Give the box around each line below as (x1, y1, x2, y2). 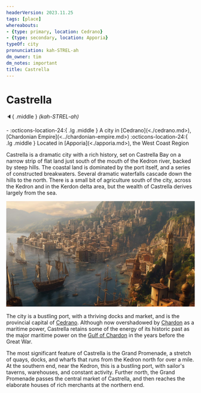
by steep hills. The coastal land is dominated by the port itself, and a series (6, 164, 190, 171)
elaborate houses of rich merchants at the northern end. (6, 382, 145, 389)
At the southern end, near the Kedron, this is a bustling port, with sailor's (6, 362, 185, 370)
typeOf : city (6, 41, 39, 47)
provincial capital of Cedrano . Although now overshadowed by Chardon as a (6, 319, 194, 326)
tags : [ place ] (6, 16, 42, 22)
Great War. (6, 338, 33, 345)
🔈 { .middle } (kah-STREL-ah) (6, 113, 80, 120)
